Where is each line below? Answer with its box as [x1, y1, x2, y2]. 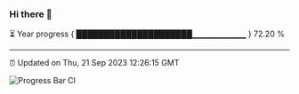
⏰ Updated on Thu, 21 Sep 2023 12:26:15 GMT [9, 58, 180, 68]
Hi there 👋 [9, 8, 53, 20]
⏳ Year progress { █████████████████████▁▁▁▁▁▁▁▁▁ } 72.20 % [9, 28, 285, 39]
